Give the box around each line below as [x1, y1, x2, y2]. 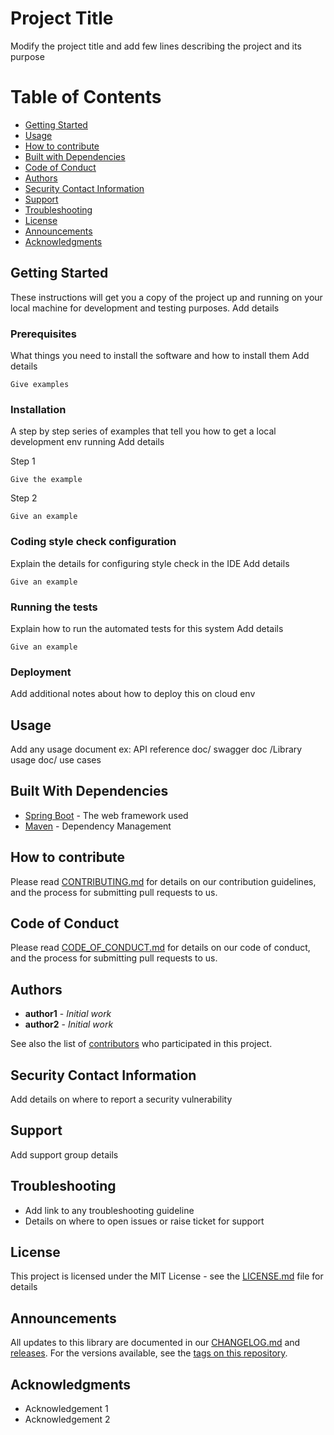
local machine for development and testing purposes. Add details [10, 302, 280, 314]
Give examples [10, 379, 70, 389]
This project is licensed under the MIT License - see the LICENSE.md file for [10, 1270, 324, 1282]
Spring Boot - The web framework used [24, 809, 189, 821]
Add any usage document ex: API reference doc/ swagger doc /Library [10, 743, 303, 755]
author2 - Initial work [24, 1018, 114, 1031]
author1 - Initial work [24, 1008, 112, 1020]
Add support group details [10, 1148, 119, 1161]
